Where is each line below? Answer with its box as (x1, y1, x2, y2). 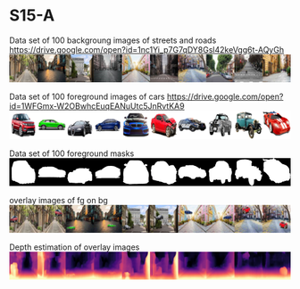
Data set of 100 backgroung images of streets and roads (9, 35, 217, 45)
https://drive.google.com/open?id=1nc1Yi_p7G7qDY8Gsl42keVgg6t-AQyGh (9, 44, 284, 54)
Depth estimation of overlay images (9, 242, 140, 252)
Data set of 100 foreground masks (9, 148, 135, 159)
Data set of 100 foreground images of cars (9, 91, 165, 103)
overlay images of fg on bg (9, 194, 109, 205)
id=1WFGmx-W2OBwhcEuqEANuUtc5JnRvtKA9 (9, 101, 185, 111)
